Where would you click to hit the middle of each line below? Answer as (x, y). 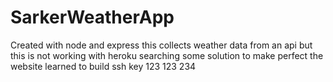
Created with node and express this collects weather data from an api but (161, 45)
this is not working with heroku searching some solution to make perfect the (167, 55)
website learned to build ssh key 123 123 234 (103, 66)
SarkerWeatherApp (92, 17)
